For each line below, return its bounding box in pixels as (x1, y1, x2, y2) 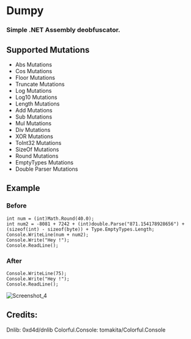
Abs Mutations (15, 61, 52, 68)
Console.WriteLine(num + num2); (6, 232, 89, 238)
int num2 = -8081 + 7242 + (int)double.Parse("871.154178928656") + (6, 220, 185, 227)
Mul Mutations (15, 119, 52, 127)
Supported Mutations (6, 44, 90, 55)
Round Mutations (15, 152, 59, 160)
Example (6, 183, 40, 193)
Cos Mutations (15, 67, 53, 74)
